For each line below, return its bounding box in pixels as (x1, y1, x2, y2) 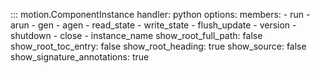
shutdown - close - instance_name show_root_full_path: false (10, 30, 263, 41)
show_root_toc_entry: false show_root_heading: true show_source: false (10, 40, 307, 52)
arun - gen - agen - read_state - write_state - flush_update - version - (10, 19, 297, 31)
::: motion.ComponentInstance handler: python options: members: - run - (10, 9, 311, 20)
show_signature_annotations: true (10, 51, 150, 63)
